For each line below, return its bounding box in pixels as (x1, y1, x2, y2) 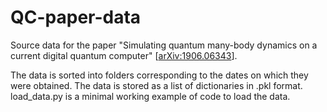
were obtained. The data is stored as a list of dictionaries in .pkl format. (10, 79, 303, 91)
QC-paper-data (10, 6, 142, 29)
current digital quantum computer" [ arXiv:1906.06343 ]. (10, 49, 238, 61)
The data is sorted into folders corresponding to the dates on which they (10, 69, 309, 81)
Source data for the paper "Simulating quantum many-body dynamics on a (10, 39, 318, 51)
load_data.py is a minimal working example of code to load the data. (10, 90, 291, 102)
